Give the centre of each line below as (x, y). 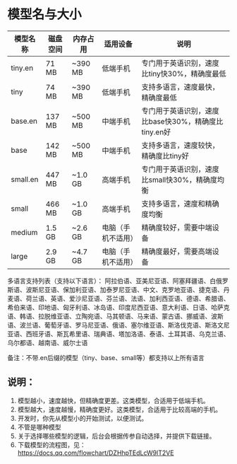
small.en (25, 179)
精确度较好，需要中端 (177, 227)
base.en (24, 121)
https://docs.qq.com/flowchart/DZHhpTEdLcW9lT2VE (96, 453)
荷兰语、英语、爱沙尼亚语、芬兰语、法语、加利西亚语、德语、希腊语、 (128, 298)
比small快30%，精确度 (179, 180)
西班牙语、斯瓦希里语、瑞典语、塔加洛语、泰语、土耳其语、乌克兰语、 (128, 334)
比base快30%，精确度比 (182, 121)
